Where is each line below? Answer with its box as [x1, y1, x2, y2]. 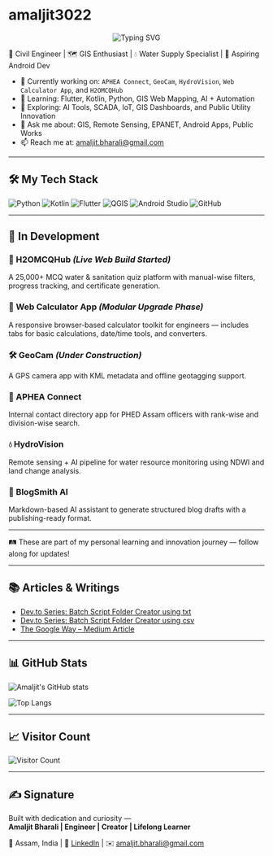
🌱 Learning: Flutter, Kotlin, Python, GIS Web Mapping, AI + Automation [19, 94, 255, 103]
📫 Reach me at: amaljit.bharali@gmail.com [19, 137, 164, 147]
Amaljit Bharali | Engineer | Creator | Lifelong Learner [8, 822, 191, 832]
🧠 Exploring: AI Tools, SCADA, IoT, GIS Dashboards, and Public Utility [19, 102, 251, 111]
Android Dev [8, 60, 50, 70]
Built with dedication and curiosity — [8, 814, 132, 823]
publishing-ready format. [8, 513, 92, 522]
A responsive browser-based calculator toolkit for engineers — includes [8, 320, 249, 330]
